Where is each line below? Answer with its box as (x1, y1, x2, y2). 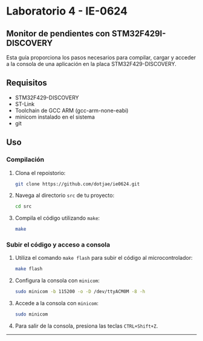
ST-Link (14, 100, 35, 107)
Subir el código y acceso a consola (6, 240, 111, 249)
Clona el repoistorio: (14, 169, 66, 176)
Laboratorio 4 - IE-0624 (6, 4, 128, 18)
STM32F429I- (111, 28, 166, 39)
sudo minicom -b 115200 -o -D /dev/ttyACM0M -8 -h (14, 289, 146, 295)
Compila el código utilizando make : (14, 214, 100, 222)
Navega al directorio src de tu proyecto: (14, 192, 115, 199)
